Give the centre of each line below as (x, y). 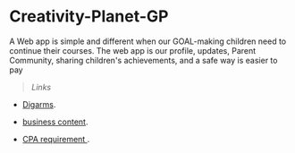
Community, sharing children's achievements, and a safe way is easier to (143, 60)
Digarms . (39, 104)
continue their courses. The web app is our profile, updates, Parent (133, 50)
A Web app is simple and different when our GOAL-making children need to (148, 41)
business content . (55, 122)
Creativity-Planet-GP (89, 17)
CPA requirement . (56, 139)
